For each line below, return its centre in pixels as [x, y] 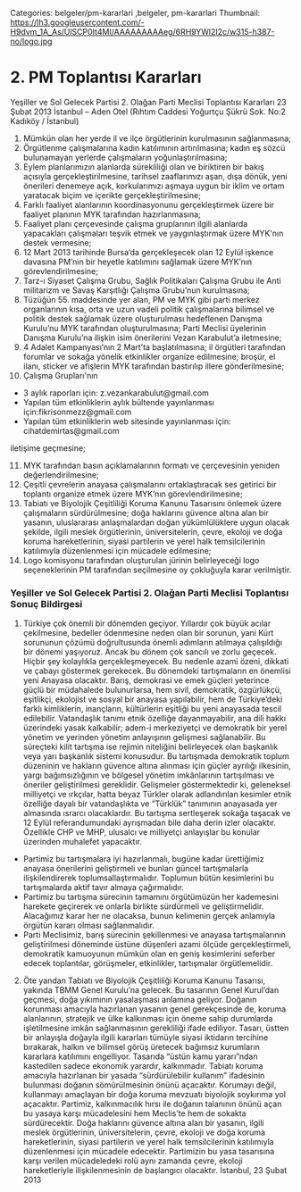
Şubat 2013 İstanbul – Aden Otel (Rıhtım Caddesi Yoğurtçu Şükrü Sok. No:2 [148, 112]
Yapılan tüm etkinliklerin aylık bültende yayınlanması [119, 402]
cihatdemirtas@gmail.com [71, 430]
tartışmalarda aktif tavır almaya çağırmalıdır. [103, 888]
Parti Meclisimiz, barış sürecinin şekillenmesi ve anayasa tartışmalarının [155, 935]
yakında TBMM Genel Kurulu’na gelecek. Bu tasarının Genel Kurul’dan [151, 990]
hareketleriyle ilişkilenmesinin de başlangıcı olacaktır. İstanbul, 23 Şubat [155, 1171]
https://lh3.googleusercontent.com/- [78, 22]
